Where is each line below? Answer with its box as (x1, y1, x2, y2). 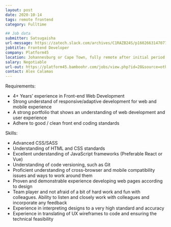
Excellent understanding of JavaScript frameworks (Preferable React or (12, 151, 163, 157)
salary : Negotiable (5, 59, 47, 64)
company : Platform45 (5, 50, 49, 55)
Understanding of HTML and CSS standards (12, 145, 105, 151)
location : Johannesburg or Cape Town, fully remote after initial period (5, 55, 165, 60)
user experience (12, 115, 47, 121)
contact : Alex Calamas (5, 69, 53, 74)
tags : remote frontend (5, 17, 53, 22)
